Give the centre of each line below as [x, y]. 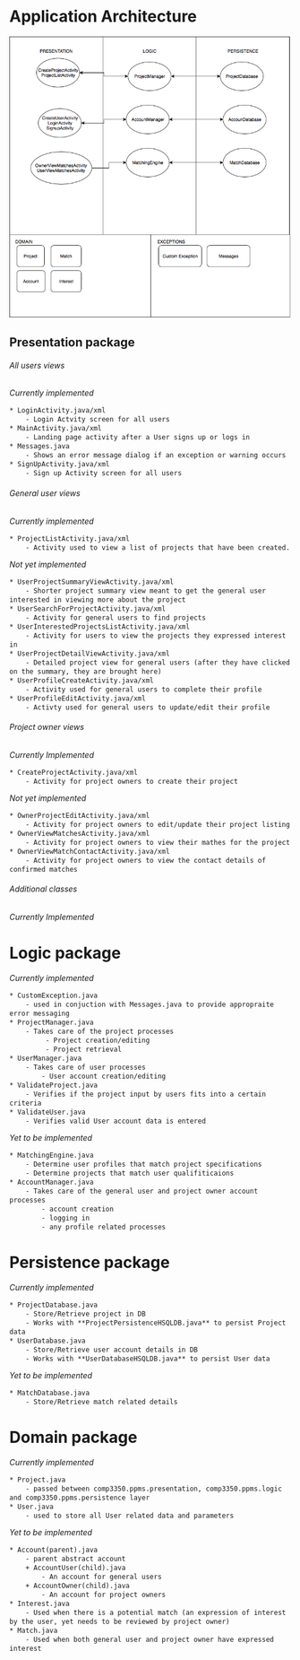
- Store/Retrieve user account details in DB [112, 1350]
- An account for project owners [104, 1595]
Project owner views [47, 727]
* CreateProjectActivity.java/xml [74, 772]
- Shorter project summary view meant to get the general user [146, 591]
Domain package [73, 1437]
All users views [37, 365]
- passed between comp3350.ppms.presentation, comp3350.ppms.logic [154, 1489]
